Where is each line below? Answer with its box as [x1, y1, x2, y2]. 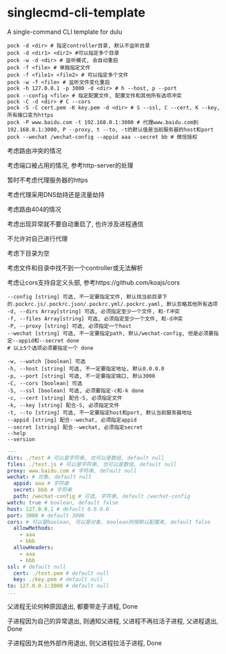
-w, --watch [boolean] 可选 [7, 358, 86, 365]
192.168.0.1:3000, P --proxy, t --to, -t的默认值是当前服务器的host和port [7, 126, 214, 133]
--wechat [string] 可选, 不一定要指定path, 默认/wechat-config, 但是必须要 [7, 329, 214, 337]
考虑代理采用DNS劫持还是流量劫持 [7, 190, 105, 198]
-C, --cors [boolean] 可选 [7, 380, 83, 387]
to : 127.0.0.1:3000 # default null [7, 582, 110, 590]
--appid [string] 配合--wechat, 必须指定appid [7, 416, 137, 423]
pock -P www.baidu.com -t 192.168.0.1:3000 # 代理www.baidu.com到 [7, 119, 198, 125]
